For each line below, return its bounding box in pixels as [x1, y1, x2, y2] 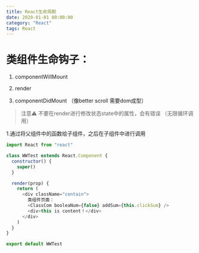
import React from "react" [6, 142, 73, 148]
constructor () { [11, 158, 52, 164]
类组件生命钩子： [6, 53, 91, 66]
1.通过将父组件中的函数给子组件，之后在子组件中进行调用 [6, 130, 146, 138]
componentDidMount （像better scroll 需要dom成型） [14, 97, 147, 105]
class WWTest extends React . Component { [6, 153, 108, 159]
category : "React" [6, 20, 52, 26]
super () [17, 164, 36, 170]
